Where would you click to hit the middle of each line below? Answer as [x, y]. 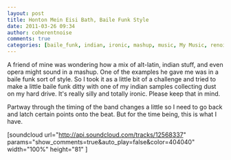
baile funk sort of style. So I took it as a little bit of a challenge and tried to [112, 79]
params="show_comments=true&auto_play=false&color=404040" [101, 142]
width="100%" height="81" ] [47, 149]
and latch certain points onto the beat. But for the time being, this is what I [112, 114]
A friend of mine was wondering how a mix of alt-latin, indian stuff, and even [115, 65]
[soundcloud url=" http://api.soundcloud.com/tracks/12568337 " [97, 135]
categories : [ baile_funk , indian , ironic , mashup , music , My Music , [107, 45]
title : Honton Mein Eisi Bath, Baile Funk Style [78, 20]
